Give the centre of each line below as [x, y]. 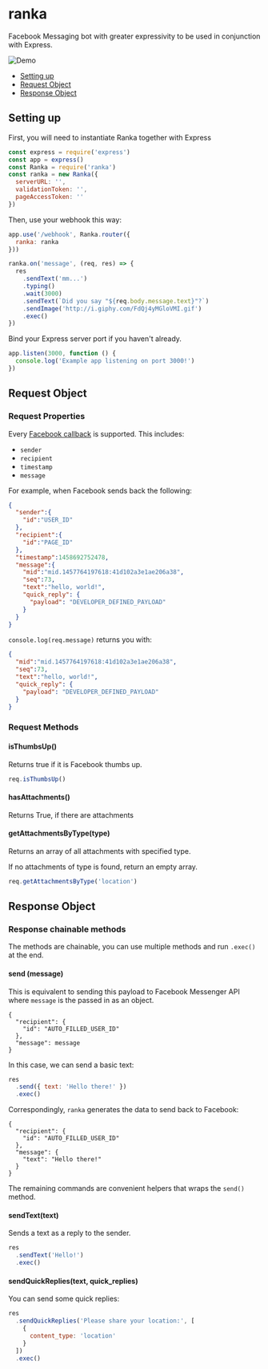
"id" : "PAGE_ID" [48, 542]
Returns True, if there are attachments [71, 814]
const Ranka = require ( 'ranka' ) [62, 167]
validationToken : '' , [52, 189]
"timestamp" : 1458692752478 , [62, 557]
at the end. [26, 955]
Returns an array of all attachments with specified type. [100, 851]
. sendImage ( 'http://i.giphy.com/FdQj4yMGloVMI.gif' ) [112, 309]
